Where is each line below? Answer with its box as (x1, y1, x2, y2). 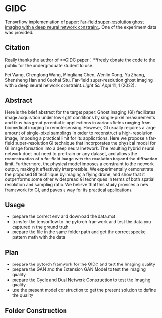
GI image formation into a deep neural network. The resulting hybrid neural (5, 145, 155, 151)
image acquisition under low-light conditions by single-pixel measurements (5, 114, 155, 120)
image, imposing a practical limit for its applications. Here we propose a (5, 135, 148, 141)
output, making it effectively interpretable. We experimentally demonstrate (5, 166, 154, 172)
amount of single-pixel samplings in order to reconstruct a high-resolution (5, 130, 153, 136)
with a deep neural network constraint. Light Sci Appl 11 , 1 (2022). (5, 82, 136, 88)
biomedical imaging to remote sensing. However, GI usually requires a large (5, 124, 156, 130)
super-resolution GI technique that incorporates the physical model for (15, 140, 156, 146)
